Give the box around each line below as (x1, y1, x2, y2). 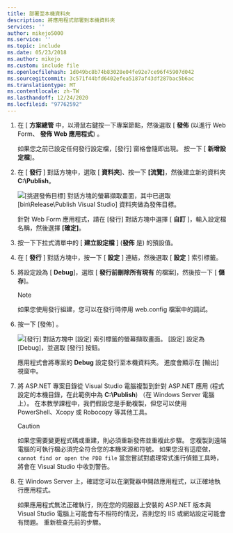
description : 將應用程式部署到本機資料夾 (7, 17, 115, 24)
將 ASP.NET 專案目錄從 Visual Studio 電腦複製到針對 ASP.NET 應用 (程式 (17, 381, 225, 390)
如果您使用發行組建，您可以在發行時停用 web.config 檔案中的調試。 (17, 304, 212, 314)
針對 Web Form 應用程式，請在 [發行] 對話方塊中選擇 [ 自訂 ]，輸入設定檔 (17, 215, 227, 223)
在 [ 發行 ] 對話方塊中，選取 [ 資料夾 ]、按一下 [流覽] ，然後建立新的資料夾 (17, 168, 226, 176)
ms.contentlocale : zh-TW (7, 88, 79, 95)
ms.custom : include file (7, 62, 79, 69)
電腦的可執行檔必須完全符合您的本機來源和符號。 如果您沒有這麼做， (17, 445, 214, 453)
